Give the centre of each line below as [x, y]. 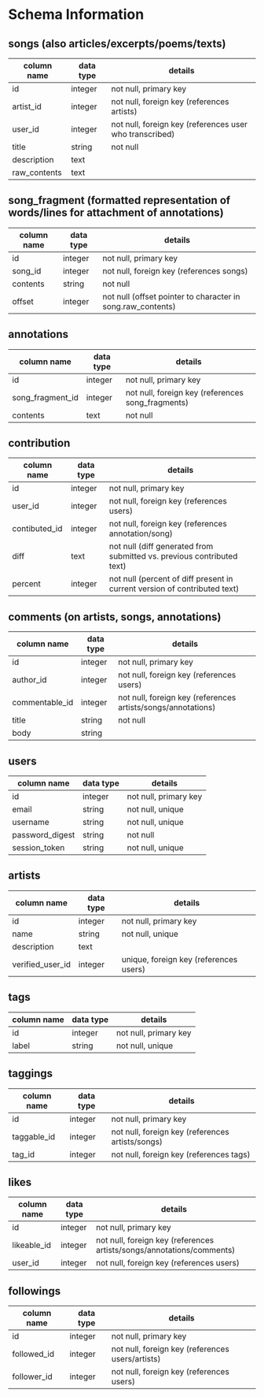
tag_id [24, 1154]
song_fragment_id [45, 397]
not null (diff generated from [161, 547]
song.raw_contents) [139, 307]
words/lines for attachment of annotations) [116, 213]
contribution [39, 443]
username [31, 823]
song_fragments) [157, 402]
